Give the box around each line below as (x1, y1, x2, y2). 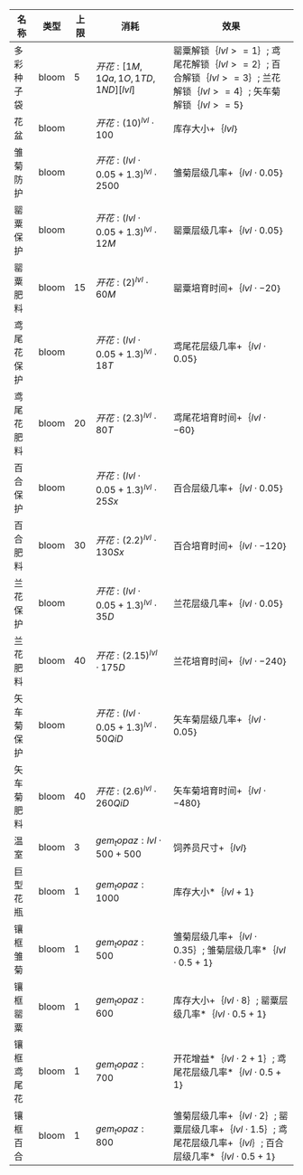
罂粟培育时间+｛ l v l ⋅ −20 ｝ (172, 282, 282, 294)
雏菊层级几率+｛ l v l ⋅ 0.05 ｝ (172, 166, 286, 179)
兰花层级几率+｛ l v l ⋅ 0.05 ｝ (172, 597, 286, 610)
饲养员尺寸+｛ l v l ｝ (172, 841, 249, 854)
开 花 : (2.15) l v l (96, 647, 158, 662)
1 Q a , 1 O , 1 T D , (96, 72, 156, 84)
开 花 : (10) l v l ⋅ (96, 115, 155, 129)
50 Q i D (96, 732, 124, 744)
